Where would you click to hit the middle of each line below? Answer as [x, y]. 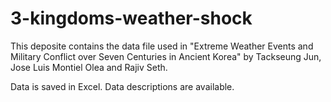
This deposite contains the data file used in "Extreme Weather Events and [162, 46]
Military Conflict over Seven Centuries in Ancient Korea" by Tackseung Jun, [166, 56]
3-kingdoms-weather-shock [131, 18]
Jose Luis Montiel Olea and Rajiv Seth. [89, 67]
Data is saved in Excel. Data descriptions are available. [122, 86]
